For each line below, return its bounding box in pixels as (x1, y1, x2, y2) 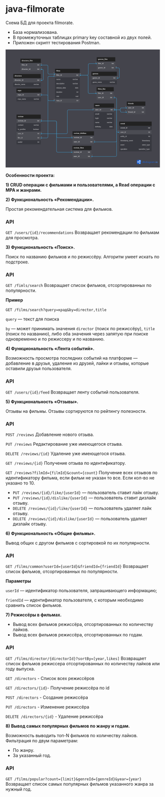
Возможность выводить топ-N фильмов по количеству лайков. (5, 732, 138, 738)
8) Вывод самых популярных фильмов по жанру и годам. (5, 723, 130, 729)
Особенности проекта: (5, 172, 55, 178)
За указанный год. (12, 752, 51, 758)
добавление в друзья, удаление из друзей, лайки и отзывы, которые (5, 360, 149, 367)
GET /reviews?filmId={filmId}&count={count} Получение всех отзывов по (5, 470, 158, 476)
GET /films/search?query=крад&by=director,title (5, 308, 107, 313)
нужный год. (5, 786, 32, 792)
